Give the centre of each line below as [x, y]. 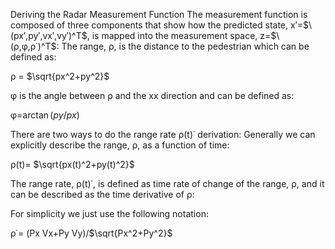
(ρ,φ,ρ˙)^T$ [33, 46]
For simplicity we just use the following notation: [109, 213]
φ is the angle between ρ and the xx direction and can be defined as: [152, 95]
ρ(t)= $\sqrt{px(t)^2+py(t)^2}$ [72, 164]
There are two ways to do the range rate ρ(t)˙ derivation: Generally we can [163, 134]
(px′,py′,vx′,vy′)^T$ [49, 35]
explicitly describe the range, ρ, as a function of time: [120, 145]
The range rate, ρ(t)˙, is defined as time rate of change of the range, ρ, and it [167, 183]
